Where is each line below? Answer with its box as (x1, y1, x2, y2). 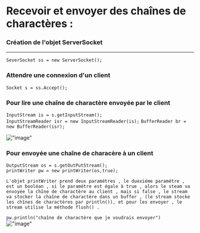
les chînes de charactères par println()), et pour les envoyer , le (6, 199, 183, 206)
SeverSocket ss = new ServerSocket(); (6, 57, 102, 63)
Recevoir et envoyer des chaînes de (6, 4, 186, 18)
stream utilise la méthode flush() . (6, 204, 100, 210)
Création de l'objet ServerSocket (6, 38, 103, 47)
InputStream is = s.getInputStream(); (6, 112, 102, 118)
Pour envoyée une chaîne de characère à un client (6, 149, 154, 157)
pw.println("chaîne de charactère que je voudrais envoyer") (6, 215, 161, 221)
